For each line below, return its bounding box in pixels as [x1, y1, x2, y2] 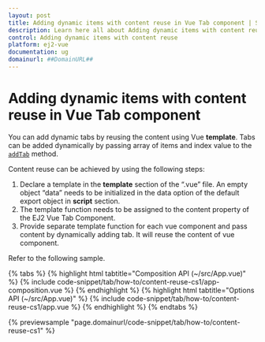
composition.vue [8, 285, 63, 295]
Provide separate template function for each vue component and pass [19, 221, 248, 231]
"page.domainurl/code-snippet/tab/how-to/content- [70, 317, 241, 327]
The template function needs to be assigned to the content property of [19, 204, 250, 214]
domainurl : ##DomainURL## [8, 56, 93, 64]
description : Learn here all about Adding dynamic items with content [8, 26, 245, 34]
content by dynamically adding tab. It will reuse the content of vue [19, 229, 235, 239]
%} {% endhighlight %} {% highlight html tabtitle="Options [64, 285, 255, 295]
